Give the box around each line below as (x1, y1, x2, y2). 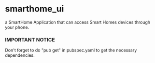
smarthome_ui (5, 3, 64, 14)
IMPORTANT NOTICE (5, 36, 55, 43)
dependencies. (5, 52, 35, 58)
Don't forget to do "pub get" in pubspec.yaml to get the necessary (5, 47, 137, 53)
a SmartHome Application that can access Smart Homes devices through (5, 19, 151, 25)
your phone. (5, 24, 29, 30)
